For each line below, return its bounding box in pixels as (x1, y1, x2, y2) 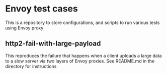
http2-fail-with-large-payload (5, 39, 101, 48)
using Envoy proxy (5, 24, 44, 30)
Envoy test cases (5, 3, 78, 14)
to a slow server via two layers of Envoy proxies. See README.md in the (5, 58, 155, 64)
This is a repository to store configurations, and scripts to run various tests (5, 19, 160, 25)
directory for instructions (5, 63, 57, 69)
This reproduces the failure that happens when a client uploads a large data (5, 52, 162, 58)
